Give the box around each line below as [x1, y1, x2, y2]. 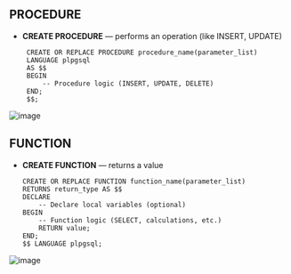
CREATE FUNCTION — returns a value [21, 159, 164, 170]
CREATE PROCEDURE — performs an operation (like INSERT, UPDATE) [21, 30, 283, 41]
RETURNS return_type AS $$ [21, 184, 123, 194]
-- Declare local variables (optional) [38, 200, 187, 209]
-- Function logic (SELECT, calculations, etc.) [38, 215, 222, 225]
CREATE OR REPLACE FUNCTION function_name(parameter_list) [21, 177, 247, 186]
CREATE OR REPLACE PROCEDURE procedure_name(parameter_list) [26, 48, 258, 57]
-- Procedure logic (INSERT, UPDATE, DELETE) [42, 79, 214, 88]
